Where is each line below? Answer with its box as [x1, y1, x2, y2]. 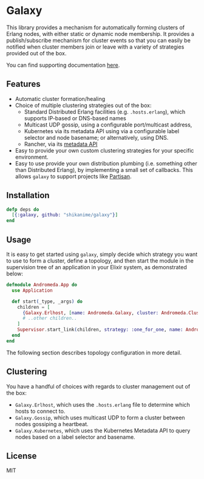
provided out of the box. [6, 49, 67, 57]
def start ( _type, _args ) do [12, 298, 83, 305]
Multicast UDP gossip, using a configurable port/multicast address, [24, 121, 192, 128]
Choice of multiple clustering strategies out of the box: [15, 102, 152, 109]
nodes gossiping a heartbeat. [15, 420, 89, 427]
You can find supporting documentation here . [6, 61, 120, 69]
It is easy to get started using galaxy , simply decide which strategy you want [6, 250, 198, 258]
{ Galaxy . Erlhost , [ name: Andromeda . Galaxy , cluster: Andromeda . [22, 309, 189, 316]
